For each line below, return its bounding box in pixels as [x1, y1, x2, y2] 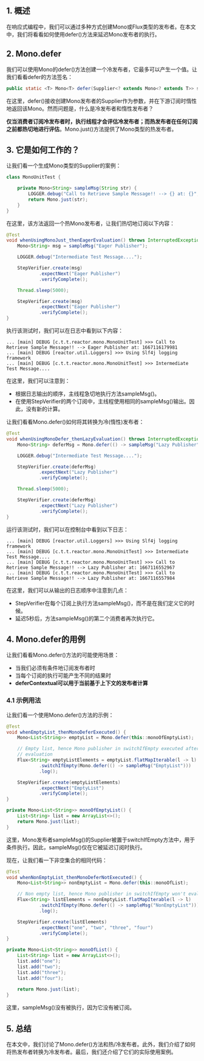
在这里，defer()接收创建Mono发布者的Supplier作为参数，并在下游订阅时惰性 [6, 97, 197, 105]
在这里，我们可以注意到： [6, 377, 70, 384]
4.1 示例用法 [6, 696, 41, 704]
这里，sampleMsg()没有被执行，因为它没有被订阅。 [6, 1004, 135, 1011]
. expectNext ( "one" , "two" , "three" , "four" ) [38, 924, 154, 931]
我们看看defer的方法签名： [6, 73, 73, 80]
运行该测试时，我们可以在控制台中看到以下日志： [6, 526, 129, 533]
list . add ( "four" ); [17, 975, 64, 981]
